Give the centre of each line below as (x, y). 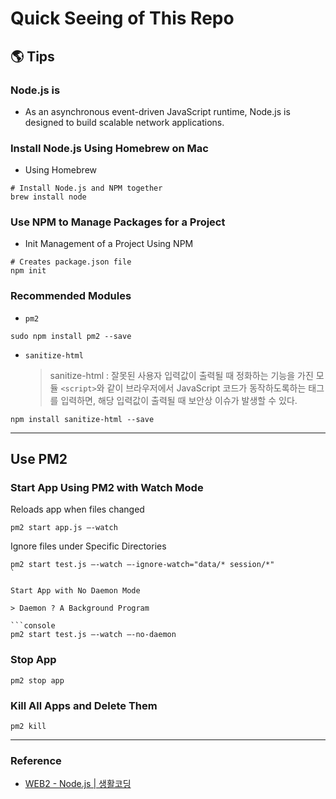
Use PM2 (39, 459)
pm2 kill (28, 727)
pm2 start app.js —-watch (64, 528)
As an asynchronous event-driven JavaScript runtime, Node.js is (157, 111)
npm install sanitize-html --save (82, 419)
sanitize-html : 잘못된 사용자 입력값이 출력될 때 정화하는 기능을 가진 (181, 375)
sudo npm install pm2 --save (71, 336)
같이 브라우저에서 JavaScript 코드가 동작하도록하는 (206, 388)
